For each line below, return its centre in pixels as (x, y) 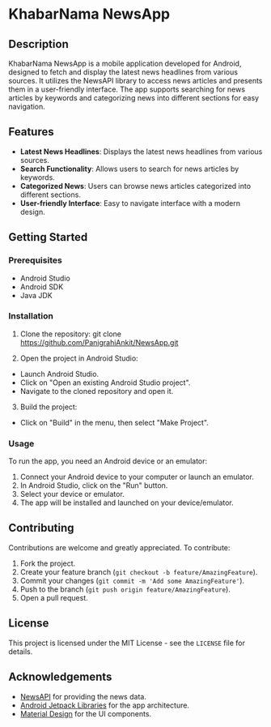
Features (31, 132)
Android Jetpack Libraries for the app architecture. (105, 705)
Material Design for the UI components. (86, 713)
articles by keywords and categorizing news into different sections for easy (134, 98)
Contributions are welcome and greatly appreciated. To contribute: (119, 547)
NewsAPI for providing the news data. (83, 696)
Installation (31, 316)
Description (38, 44)
